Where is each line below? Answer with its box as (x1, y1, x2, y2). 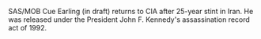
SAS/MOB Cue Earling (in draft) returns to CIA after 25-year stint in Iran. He (8, 7, 254, 16)
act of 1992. (8, 23, 47, 32)
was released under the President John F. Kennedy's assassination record (8, 15, 251, 24)
